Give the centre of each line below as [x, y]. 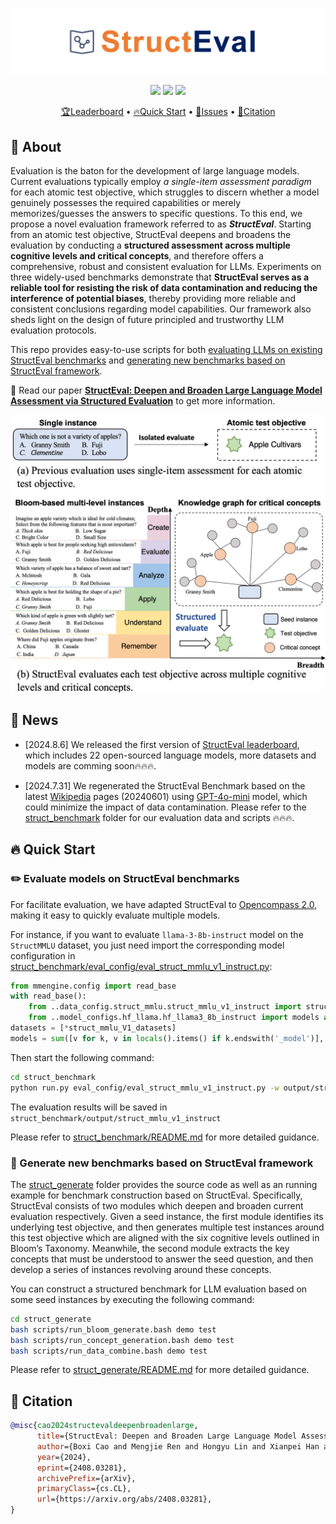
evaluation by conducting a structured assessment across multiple [150, 245]
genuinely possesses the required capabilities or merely [125, 203]
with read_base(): [48, 996]
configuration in [43, 955]
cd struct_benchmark [53, 1077]
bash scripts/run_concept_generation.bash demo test [122, 1340]
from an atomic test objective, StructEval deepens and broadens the [151, 235]
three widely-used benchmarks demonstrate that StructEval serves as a [160, 277]
